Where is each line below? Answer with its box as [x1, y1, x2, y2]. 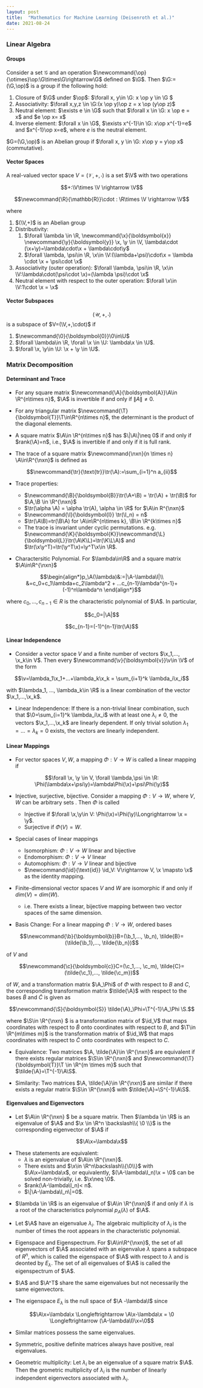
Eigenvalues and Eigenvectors [6, 1099, 85, 1107]
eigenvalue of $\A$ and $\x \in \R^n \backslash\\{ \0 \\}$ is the [15, 1119, 171, 1127]
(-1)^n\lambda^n [62, 586, 103, 593]
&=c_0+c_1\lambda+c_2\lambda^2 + [25, 580, 116, 587]
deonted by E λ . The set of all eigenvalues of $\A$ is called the [15, 1259, 171, 1268]
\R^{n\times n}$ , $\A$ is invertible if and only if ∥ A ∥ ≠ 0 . [15, 396, 155, 403]
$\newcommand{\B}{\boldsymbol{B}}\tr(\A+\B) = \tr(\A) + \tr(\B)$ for [24, 492, 197, 499]
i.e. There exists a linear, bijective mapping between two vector [24, 902, 182, 910]
